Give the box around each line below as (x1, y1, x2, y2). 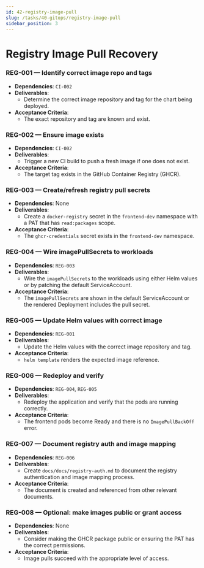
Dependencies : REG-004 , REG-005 (14, 385, 97, 393)
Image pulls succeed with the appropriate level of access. (23, 555, 169, 562)
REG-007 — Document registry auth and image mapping (5, 440, 177, 448)
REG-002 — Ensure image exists (5, 130, 104, 139)
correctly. (23, 405, 48, 412)
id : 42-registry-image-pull (5, 9, 78, 15)
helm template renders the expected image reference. (23, 356, 159, 364)
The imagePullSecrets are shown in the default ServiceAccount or (23, 294, 190, 301)
